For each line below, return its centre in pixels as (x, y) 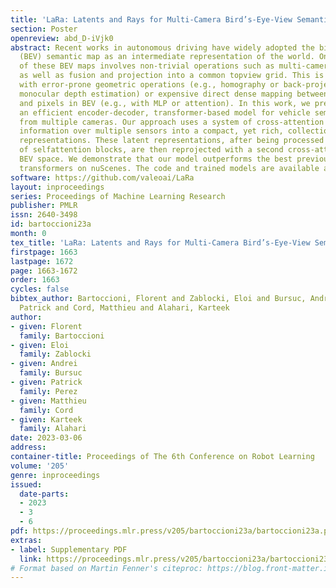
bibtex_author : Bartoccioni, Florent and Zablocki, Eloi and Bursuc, (158, 299)
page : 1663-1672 (44, 271)
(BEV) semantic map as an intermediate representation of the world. (167, 57)
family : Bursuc (51, 373)
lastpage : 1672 (42, 261)
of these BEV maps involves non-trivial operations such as (147, 66)
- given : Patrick (46, 382)
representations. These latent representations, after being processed (172, 141)
